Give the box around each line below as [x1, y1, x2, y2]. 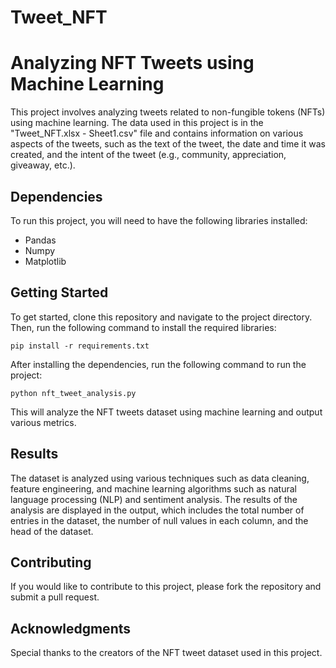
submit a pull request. [10, 591, 100, 603]
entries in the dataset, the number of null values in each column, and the [10, 514, 309, 526]
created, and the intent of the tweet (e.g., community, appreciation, [10, 149, 287, 161]
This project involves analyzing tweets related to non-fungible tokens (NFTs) [10, 106, 326, 118]
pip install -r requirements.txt [10, 341, 150, 351]
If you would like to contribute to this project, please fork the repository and [10, 581, 322, 593]
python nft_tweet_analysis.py [10, 388, 137, 398]
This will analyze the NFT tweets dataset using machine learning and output [10, 406, 323, 418]
